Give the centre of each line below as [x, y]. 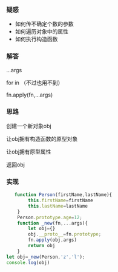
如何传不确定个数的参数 [44, 24]
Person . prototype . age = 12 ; [50, 217]
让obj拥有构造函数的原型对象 [42, 138]
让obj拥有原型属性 [29, 151]
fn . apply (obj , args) [53, 240]
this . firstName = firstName [61, 201]
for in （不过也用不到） [35, 83]
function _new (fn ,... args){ [52, 223]
